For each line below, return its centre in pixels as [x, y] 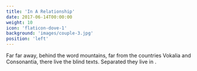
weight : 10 [19, 22]
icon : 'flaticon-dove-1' [37, 28]
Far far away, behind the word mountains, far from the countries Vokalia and [99, 55]
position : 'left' [27, 39]
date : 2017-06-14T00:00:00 [39, 17]
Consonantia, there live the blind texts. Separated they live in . [81, 62]
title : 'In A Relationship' [41, 11]
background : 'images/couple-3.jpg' [50, 33]
